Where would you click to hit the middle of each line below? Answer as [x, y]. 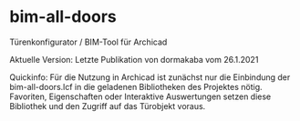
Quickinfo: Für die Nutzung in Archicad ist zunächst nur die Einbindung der [150, 77]
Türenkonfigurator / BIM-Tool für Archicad [88, 42]
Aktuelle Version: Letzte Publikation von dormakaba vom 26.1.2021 [134, 59]
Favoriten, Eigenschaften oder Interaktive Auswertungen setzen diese [140, 96]
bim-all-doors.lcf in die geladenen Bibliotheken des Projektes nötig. [136, 86]
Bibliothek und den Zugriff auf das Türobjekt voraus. [108, 106]
